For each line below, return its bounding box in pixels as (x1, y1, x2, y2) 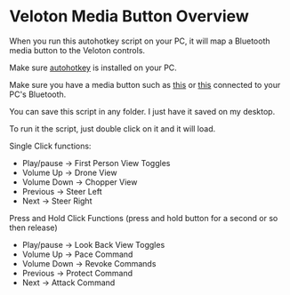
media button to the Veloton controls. (9, 44, 145, 55)
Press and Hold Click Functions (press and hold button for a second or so (9, 212, 278, 223)
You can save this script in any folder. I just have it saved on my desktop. (9, 106, 276, 116)
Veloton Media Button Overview (9, 6, 249, 27)
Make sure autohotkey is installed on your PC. (9, 62, 178, 73)
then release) (9, 222, 58, 233)
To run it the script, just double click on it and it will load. (9, 123, 216, 134)
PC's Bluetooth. (9, 89, 67, 100)
